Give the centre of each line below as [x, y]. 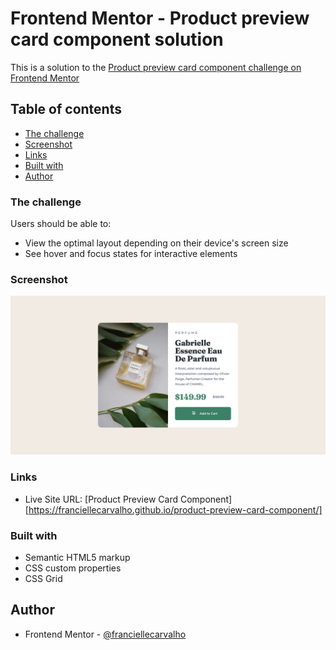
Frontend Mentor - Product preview [160, 18]
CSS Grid [43, 578]
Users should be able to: [61, 224]
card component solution [117, 39]
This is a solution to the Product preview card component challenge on [156, 67]
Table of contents [66, 109]
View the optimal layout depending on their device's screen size [156, 243]
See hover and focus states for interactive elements [131, 254]
